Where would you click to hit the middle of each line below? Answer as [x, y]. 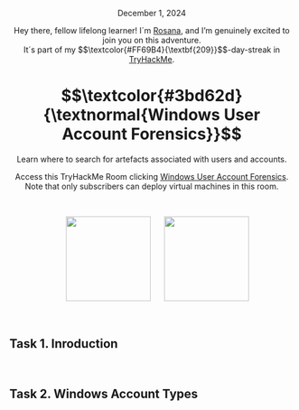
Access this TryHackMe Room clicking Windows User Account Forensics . [152, 176]
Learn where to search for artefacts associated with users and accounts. [152, 159]
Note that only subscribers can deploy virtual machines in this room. [152, 186]
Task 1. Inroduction [64, 344]
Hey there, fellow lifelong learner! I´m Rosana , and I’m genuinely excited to [152, 30]
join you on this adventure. [152, 40]
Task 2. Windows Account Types [104, 394]
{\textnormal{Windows [132, 115]
